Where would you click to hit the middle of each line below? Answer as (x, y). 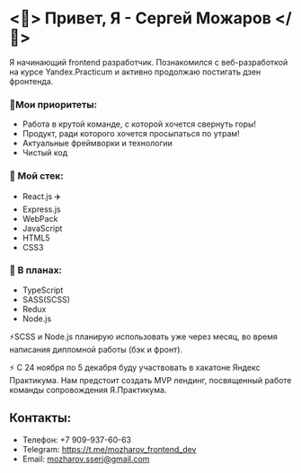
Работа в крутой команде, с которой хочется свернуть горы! (139, 124)
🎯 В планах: (36, 270)
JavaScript (42, 228)
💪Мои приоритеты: (53, 104)
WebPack (40, 218)
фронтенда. (31, 81)
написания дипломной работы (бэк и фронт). (96, 349)
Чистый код (45, 153)
